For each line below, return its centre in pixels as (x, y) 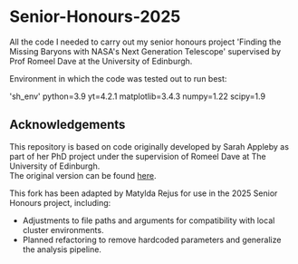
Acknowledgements (67, 125)
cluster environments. (63, 230)
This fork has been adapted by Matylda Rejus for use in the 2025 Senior (144, 193)
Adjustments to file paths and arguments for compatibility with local (149, 220)
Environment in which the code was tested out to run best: (118, 78)
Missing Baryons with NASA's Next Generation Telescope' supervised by (145, 51)
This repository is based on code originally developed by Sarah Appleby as (149, 146)
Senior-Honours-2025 (95, 17)
